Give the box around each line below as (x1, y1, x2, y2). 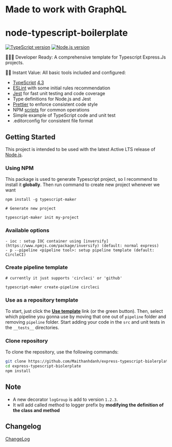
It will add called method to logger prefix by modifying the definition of (12, 402, 164, 408)
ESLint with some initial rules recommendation (12, 85, 111, 91)
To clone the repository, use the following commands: (5, 349, 119, 355)
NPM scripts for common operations (12, 107, 90, 113)
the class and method (12, 407, 60, 413)
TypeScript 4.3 (12, 80, 45, 86)
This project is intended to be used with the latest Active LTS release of (5, 146, 156, 152)
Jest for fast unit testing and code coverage (12, 90, 105, 97)
